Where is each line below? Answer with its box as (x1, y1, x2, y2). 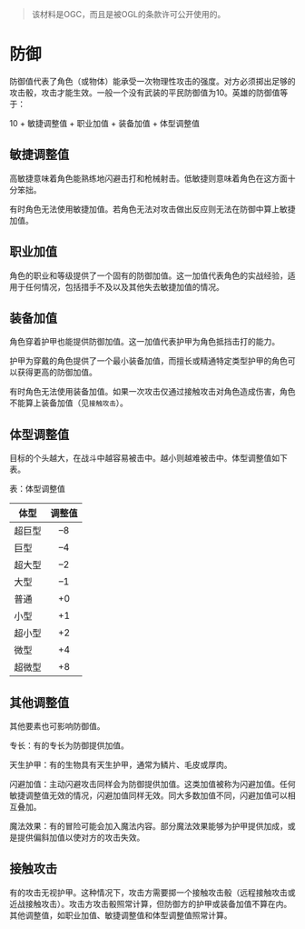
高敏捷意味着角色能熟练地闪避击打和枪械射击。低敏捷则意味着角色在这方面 (9, 173, 288, 184)
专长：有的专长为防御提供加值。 (9, 740, 129, 751)
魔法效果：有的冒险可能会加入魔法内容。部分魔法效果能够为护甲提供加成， (9, 821, 288, 831)
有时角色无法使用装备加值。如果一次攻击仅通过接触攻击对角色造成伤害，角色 (9, 386, 296, 397)
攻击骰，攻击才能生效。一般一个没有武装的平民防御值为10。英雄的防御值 (9, 86, 280, 98)
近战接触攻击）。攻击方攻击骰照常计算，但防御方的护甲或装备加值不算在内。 (9, 898, 292, 909)
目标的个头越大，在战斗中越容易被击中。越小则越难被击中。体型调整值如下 (9, 453, 288, 464)
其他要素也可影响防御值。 (9, 721, 105, 731)
